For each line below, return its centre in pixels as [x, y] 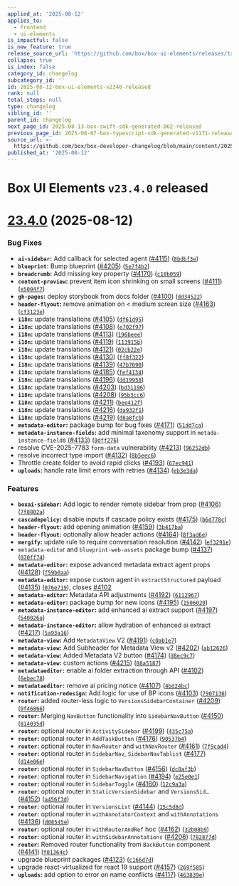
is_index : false [31, 67]
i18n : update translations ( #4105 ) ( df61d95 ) [81, 319]
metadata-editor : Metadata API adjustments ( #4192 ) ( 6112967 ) [108, 594]
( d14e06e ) [31, 761]
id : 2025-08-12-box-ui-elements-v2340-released [79, 87]
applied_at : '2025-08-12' [46, 14]
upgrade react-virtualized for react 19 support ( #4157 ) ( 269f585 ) [111, 867]
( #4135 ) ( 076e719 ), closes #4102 [64, 587]
